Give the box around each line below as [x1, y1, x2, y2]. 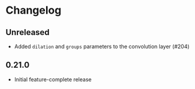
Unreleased [5, 27, 50, 37]
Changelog [5, 4, 62, 17]
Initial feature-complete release [14, 75, 92, 83]
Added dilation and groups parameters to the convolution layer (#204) [14, 43, 190, 50]
